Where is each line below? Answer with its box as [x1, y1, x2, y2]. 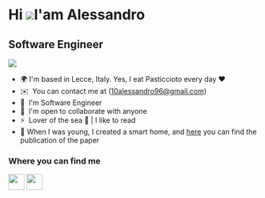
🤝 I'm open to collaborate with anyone [19, 107, 147, 115]
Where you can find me [8, 155, 101, 166]
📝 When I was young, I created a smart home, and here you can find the [19, 127, 258, 136]
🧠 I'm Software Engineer [19, 98, 102, 107]
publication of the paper [19, 135, 100, 145]
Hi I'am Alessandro [8, 6, 146, 24]
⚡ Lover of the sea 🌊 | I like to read [19, 115, 136, 125]
